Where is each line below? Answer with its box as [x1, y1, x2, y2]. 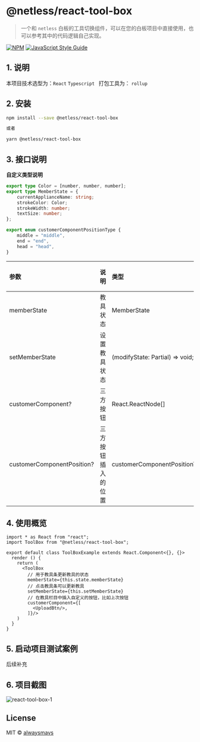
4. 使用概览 [6, 518, 47, 528]
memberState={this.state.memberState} [27, 577, 124, 583]
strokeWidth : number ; [17, 205, 70, 211]
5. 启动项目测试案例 [6, 644, 78, 654]
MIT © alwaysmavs [6, 729, 54, 736]
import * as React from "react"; [6, 534, 89, 540]
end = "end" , [17, 238, 49, 244]
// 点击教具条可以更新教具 [27, 583, 85, 590]
